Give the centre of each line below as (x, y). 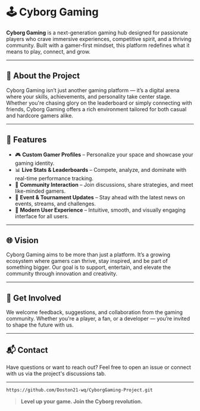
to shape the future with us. (40, 325)
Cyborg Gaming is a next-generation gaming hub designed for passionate (97, 32)
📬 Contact (27, 350)
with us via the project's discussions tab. (56, 374)
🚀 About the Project (43, 76)
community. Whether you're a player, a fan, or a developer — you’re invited (98, 319)
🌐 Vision (22, 240)
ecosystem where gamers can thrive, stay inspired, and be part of (87, 261)
